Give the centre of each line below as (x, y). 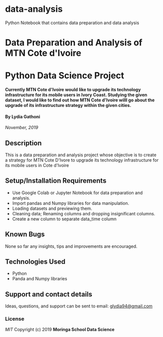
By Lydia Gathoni (23, 116)
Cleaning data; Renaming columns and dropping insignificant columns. (84, 213)
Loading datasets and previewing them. (52, 208)
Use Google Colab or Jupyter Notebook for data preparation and (77, 193)
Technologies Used (35, 261)
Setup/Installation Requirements (56, 181)
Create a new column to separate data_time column (64, 219)
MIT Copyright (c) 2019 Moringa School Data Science (60, 330)
